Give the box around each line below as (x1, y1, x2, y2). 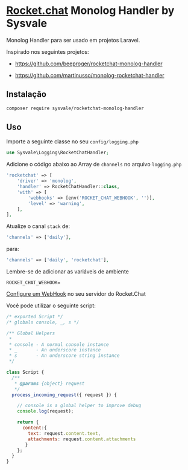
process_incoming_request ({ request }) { (11, 391, 117, 398)
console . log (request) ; (17, 408, 74, 414)
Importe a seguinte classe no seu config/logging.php (6, 138, 139, 145)
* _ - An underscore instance (8, 347, 101, 353)
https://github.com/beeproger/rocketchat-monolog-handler (14, 60, 163, 67)
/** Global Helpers (6, 330, 55, 336)
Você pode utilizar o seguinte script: (6, 302, 96, 309)
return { (17, 419, 39, 425)
